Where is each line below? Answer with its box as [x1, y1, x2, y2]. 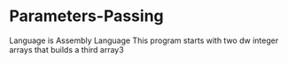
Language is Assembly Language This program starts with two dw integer [9, 35, 279, 46]
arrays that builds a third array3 [9, 44, 124, 54]
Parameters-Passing [9, 6, 164, 26]
